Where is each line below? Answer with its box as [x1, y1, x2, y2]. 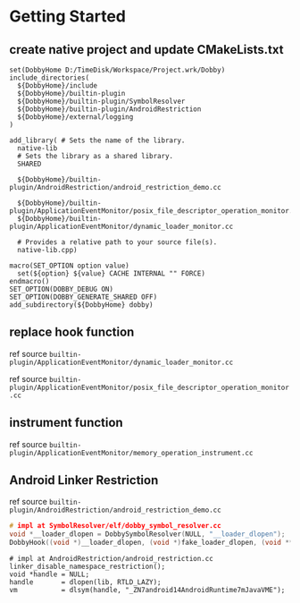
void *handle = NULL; [9, 570, 90, 579]
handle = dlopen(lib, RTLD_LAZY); [9, 578, 162, 587]
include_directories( [9, 73, 90, 82]
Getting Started [9, 6, 127, 27]
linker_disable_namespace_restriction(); [9, 562, 166, 572]
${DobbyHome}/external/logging [17, 113, 134, 122]
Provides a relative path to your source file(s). [25, 238, 218, 247]
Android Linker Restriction [9, 472, 159, 488]
